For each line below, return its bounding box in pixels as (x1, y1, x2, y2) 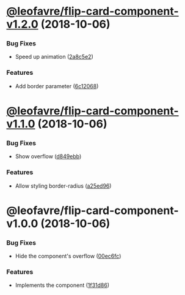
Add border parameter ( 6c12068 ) (15, 82, 99, 90)
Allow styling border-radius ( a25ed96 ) (15, 182, 112, 190)
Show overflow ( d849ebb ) (15, 153, 82, 160)
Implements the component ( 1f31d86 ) (15, 282, 110, 289)
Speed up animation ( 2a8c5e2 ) (15, 53, 93, 61)
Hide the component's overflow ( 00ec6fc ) (15, 253, 122, 260)
